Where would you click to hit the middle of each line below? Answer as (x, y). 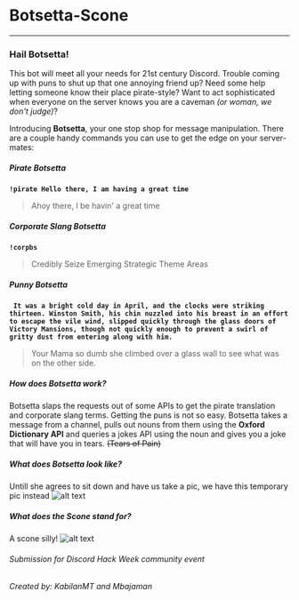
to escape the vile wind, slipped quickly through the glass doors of (143, 322)
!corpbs (24, 248)
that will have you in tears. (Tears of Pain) (85, 444)
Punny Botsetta (39, 284)
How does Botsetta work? (58, 383)
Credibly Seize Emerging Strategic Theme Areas (120, 264)
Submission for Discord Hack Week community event (107, 559)
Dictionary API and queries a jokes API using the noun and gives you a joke (148, 434)
